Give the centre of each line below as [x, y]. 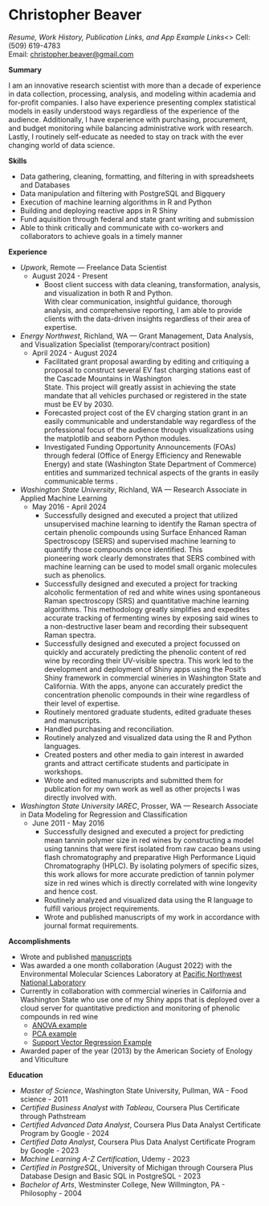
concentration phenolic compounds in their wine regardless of [147, 694]
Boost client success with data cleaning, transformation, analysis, [152, 284]
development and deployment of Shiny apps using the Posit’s [145, 669]
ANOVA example [59, 1025]
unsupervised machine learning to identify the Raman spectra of [150, 524]
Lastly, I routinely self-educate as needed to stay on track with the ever [126, 136]
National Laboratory [53, 982]
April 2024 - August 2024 [75, 352]
